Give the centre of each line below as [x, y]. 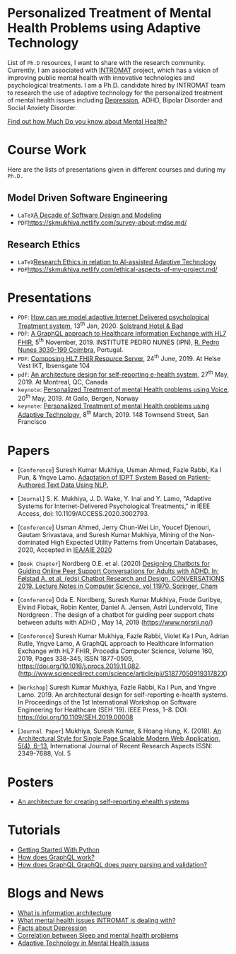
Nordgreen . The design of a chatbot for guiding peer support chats [116, 615]
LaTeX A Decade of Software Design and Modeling [89, 215]
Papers [29, 450]
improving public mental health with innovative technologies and [101, 77]
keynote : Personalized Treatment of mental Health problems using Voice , [123, 389]
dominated [33, 543]
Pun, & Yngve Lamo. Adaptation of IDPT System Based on [101, 478]
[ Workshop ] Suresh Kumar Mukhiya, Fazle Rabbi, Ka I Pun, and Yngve [117, 688]
